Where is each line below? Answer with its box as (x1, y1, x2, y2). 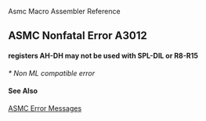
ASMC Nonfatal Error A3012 (8, 29, 147, 42)
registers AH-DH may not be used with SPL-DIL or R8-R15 (8, 51, 198, 60)
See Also (8, 86, 38, 96)
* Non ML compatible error (8, 68, 96, 77)
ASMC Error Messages (8, 103, 82, 112)
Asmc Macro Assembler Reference (8, 7, 121, 16)
